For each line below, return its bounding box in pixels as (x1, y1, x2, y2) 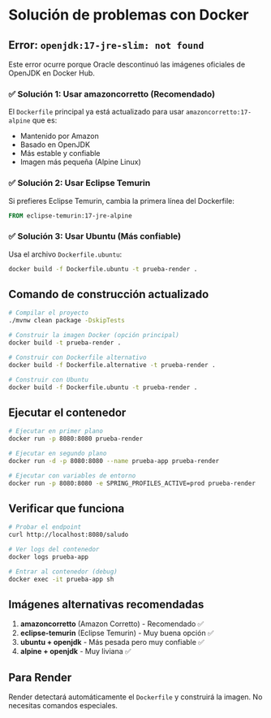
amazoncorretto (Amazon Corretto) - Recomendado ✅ (19, 619, 204, 629)
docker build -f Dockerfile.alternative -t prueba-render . (8, 361, 217, 369)
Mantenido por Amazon (19, 132, 99, 141)
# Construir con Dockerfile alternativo (8, 353, 148, 361)
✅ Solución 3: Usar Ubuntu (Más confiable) (8, 231, 181, 242)
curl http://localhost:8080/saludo (8, 530, 129, 539)
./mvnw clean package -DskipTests (8, 317, 126, 325)
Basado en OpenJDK (19, 140, 91, 149)
